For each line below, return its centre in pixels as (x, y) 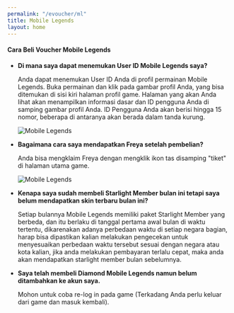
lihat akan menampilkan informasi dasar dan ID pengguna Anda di (113, 102)
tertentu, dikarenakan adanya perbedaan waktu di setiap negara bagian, (122, 229)
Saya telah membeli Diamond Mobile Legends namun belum (107, 273)
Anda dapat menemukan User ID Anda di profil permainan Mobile (112, 79)
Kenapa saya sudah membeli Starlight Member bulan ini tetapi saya (119, 193)
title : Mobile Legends (41, 21)
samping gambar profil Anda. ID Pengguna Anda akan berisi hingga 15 (119, 109)
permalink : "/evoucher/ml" (47, 14)
